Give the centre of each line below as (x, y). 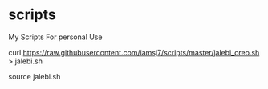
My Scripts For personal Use (55, 37)
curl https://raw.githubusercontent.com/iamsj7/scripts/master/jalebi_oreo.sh (134, 52)
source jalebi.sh (35, 76)
